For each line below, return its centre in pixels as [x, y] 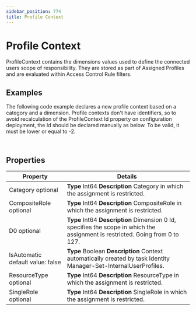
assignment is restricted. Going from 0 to [123, 235]
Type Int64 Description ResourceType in [123, 275]
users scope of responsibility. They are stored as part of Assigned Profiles [95, 68]
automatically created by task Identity [118, 258]
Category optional [34, 190]
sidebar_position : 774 [34, 11]
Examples [24, 92]
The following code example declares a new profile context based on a [91, 107]
